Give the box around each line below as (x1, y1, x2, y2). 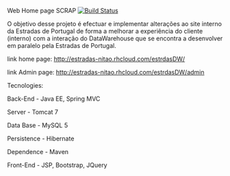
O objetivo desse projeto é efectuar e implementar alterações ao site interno (7, 20, 222, 27)
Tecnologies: (7, 81, 44, 89)
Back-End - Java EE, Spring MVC (7, 95, 101, 103)
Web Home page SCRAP (7, 7, 77, 14)
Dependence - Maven (7, 148, 69, 155)
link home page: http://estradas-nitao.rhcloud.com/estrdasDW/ (7, 55, 186, 63)
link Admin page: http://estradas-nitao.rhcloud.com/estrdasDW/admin (7, 68, 205, 76)
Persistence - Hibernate (7, 134, 75, 142)
